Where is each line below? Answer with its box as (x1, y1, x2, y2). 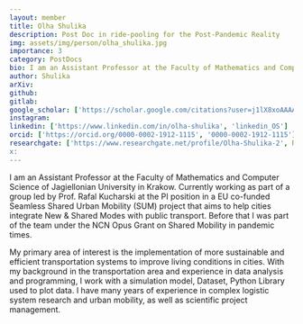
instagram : (9, 113, 50, 122)
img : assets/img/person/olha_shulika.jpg (9, 38, 168, 48)
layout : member (9, 13, 67, 22)
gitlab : (9, 96, 39, 106)
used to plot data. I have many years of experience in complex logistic (9, 284, 270, 295)
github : (9, 88, 39, 97)
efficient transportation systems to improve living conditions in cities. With (9, 256, 285, 266)
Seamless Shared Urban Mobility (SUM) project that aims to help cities (9, 200, 272, 211)
